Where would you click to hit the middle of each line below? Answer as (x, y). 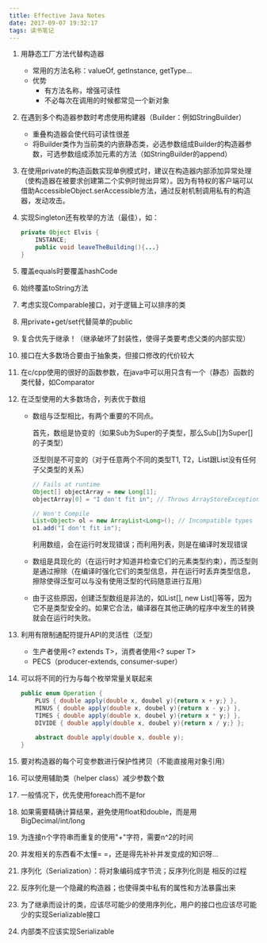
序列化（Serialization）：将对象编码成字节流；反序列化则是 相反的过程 (133, 871)
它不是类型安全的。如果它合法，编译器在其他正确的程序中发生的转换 (143, 608)
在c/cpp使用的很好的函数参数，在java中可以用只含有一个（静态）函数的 (137, 372)
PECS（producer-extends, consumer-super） (107, 662)
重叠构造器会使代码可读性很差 (81, 134)
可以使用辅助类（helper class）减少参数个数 (92, 778)
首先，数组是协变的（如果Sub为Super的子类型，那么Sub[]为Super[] (143, 433)
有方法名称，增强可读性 (82, 90)
